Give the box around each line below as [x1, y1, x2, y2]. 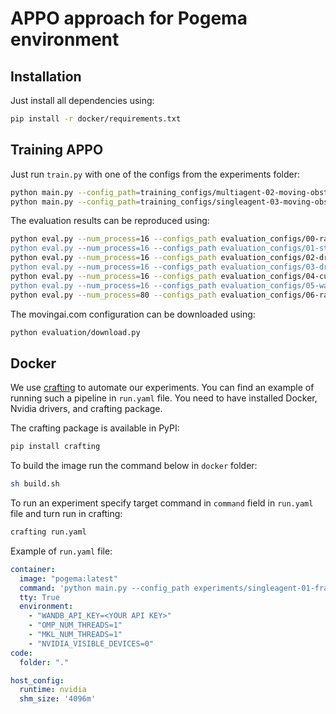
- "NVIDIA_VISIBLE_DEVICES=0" [28, 638, 155, 649]
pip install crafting [10, 442, 101, 452]
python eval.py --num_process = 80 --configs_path [10, 290, 217, 300]
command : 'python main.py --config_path [19, 583, 190, 593]
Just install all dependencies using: [10, 95, 155, 106]
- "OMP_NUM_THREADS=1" [28, 620, 123, 631]
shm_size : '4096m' [19, 694, 97, 704]
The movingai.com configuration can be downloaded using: [10, 308, 256, 320]
